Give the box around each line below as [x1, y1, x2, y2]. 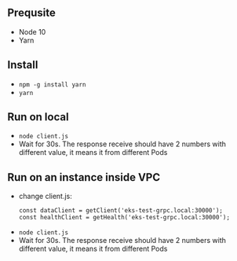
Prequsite [7, 6, 56, 20]
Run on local [7, 110, 69, 124]
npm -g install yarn [18, 80, 86, 89]
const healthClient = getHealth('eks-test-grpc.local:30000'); [18, 214, 231, 222]
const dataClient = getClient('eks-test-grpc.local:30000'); [18, 207, 224, 215]
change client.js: [18, 192, 72, 201]
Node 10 [18, 27, 46, 36]
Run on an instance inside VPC [7, 171, 161, 184]
